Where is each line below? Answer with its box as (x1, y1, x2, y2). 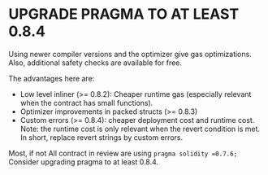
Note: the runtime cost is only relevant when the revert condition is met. (19, 124, 261, 133)
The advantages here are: (8, 73, 95, 83)
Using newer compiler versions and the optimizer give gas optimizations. (8, 49, 252, 59)
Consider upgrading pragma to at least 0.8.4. (8, 156, 159, 167)
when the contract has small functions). (19, 98, 153, 107)
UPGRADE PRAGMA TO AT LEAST (8, 5, 240, 24)
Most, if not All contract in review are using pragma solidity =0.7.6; (8, 148, 238, 158)
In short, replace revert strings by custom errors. (19, 132, 184, 142)
